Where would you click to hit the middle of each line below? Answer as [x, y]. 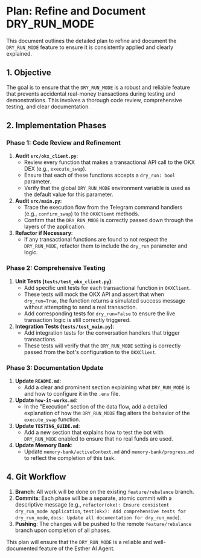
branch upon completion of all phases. [63, 530]
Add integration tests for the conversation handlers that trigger [102, 333]
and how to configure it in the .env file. [72, 394]
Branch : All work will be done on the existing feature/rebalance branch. [104, 491]
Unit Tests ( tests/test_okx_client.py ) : [64, 281]
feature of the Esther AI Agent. [77, 548]
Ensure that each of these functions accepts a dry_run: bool [100, 175]
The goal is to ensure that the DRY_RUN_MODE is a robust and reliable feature [98, 87]
